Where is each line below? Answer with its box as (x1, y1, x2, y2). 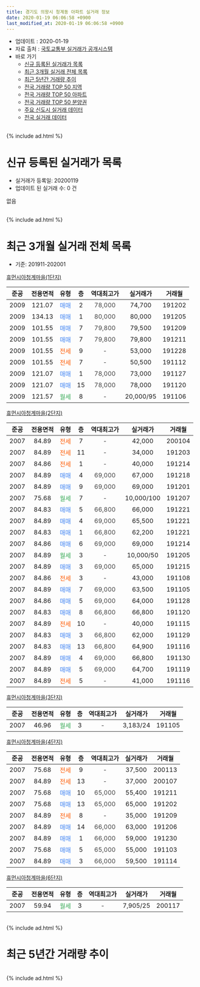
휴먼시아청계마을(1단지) (6, 273, 62, 281)
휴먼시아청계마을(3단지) (6, 694, 63, 701)
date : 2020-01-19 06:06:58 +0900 (6, 15, 91, 21)
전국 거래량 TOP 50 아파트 (24, 91, 87, 98)
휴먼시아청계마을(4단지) (6, 738, 63, 746)
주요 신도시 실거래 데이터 (24, 106, 83, 113)
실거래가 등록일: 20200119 (15, 177, 79, 184)
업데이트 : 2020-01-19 (15, 38, 69, 45)
